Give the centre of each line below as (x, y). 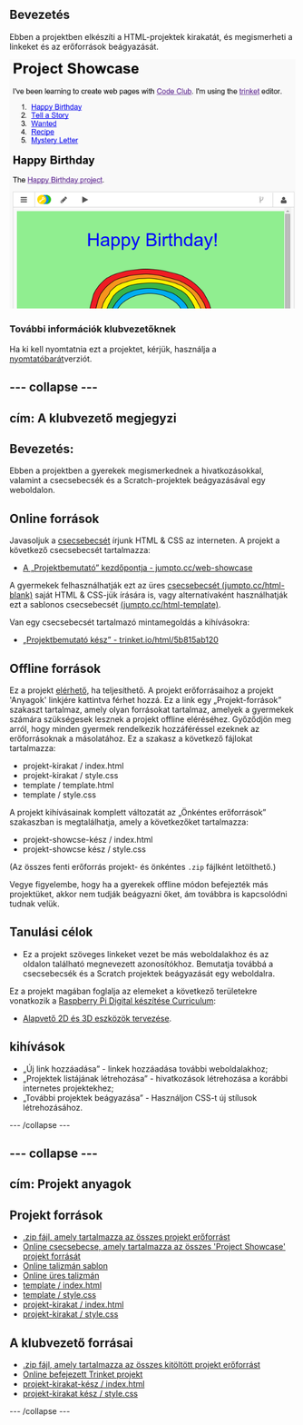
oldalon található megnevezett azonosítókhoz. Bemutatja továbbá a (148, 964)
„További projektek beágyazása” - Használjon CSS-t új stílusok (140, 1097)
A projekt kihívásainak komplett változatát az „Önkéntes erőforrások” (138, 812)
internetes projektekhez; (68, 1088)
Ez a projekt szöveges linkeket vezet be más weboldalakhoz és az (146, 954)
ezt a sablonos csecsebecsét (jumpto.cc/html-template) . (115, 605)
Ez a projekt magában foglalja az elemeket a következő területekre (133, 991)
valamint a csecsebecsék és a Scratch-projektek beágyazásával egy (137, 480)
